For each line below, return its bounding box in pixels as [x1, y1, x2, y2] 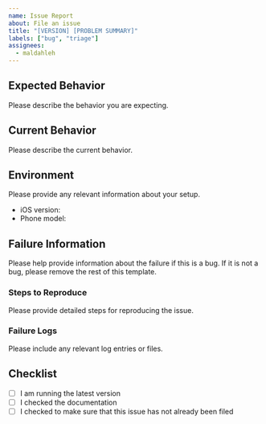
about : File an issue [8, 19, 81, 27]
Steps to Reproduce [8, 287, 88, 298]
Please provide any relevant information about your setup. [8, 190, 201, 200]
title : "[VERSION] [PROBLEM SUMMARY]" [8, 27, 138, 35]
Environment [8, 168, 75, 182]
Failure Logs [8, 325, 58, 336]
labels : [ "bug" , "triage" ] [8, 34, 99, 43]
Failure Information [8, 237, 106, 250]
